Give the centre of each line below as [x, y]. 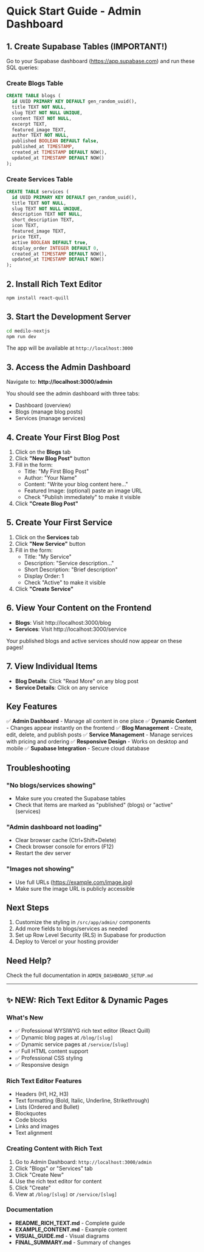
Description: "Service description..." [69, 563]
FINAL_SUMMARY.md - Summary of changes [73, 1242]
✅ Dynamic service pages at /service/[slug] [72, 1044]
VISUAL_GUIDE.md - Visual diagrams [62, 1236]
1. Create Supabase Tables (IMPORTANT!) [87, 46]
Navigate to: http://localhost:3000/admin [59, 382]
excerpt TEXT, [29, 124]
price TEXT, [27, 237]
